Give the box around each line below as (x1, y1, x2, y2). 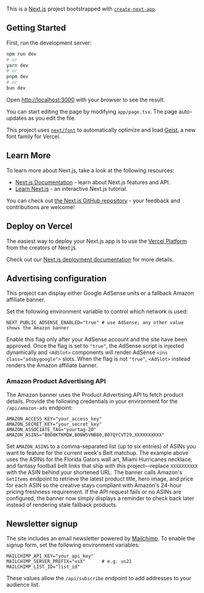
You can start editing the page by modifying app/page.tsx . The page (6, 108, 178, 115)
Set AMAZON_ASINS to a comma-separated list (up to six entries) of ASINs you (6, 443, 196, 450)
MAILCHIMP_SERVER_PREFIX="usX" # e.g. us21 (6, 559, 132, 565)
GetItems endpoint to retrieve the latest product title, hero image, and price (6, 475, 194, 482)
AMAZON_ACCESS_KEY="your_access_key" (6, 416, 102, 422)
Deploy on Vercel (6, 221, 73, 232)
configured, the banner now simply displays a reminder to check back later (6, 495, 195, 502)
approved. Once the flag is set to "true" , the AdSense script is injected (6, 342, 185, 350)
